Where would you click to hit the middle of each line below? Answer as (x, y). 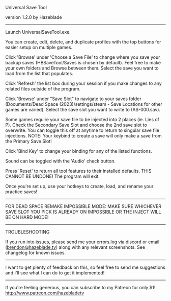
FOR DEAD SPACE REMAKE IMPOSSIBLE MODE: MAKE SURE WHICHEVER (83, 206)
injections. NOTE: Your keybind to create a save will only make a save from (83, 136)
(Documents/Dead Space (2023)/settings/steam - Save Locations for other (84, 104)
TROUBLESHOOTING (27, 232)
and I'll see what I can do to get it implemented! (55, 273)
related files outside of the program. (43, 89)
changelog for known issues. (36, 253)
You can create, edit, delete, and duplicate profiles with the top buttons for (83, 42)
